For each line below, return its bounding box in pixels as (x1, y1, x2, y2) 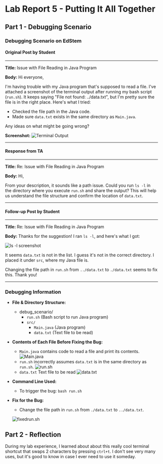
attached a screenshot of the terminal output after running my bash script (5, 89, 152, 94)
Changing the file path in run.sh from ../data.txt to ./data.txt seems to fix (5, 267, 158, 273)
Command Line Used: (12, 378, 57, 385)
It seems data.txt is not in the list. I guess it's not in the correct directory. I (5, 252, 154, 258)
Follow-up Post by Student (5, 208, 60, 214)
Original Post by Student (5, 50, 56, 55)
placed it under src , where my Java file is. (5, 257, 89, 263)
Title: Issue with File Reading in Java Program (5, 65, 97, 71)
